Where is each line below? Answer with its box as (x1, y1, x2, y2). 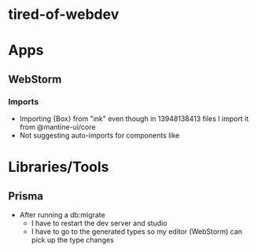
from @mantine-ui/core (19, 122, 96, 132)
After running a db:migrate (19, 210, 106, 220)
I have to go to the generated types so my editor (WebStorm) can (31, 227, 243, 236)
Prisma (8, 189, 44, 203)
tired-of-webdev (8, 5, 119, 24)
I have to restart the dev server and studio (31, 218, 167, 228)
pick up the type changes (31, 236, 114, 245)
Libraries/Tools (8, 159, 109, 176)
